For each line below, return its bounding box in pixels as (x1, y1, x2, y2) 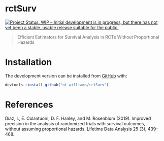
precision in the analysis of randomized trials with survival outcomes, (5, 120, 145, 126)
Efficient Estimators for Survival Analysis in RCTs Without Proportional (17, 34, 159, 40)
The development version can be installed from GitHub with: (5, 72, 127, 79)
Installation (5, 57, 52, 68)
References (5, 99, 53, 110)
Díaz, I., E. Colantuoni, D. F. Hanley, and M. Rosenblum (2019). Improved (5, 115, 151, 121)
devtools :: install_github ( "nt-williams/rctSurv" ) (5, 82, 109, 87)
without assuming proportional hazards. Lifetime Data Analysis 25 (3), (5, 126, 147, 132)
